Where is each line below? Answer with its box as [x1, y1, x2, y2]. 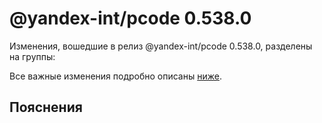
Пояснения [9, 99, 83, 116]
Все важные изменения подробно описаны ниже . [9, 70, 222, 82]
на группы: [9, 50, 56, 62]
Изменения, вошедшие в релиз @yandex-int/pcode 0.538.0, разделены [9, 40, 313, 52]
